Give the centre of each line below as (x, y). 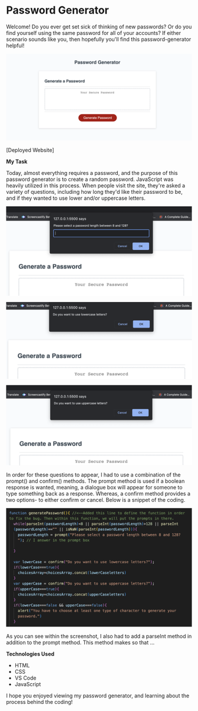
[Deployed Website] (30, 150)
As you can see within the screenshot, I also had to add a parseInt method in (99, 636)
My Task (17, 162)
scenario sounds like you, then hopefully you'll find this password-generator (99, 39)
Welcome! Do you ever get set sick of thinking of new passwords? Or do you (99, 27)
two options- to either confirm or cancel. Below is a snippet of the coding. (96, 500)
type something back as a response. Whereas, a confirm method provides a (98, 494)
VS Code (25, 678)
